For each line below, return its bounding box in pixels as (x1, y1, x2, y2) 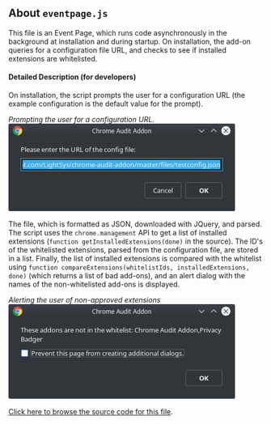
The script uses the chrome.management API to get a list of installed (8, 228, 227, 238)
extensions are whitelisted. (8, 53, 98, 63)
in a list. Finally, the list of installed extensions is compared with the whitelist (8, 254, 262, 264)
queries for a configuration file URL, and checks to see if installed (8, 45, 227, 55)
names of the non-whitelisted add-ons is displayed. (8, 279, 180, 290)
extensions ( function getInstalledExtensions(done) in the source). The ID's (8, 236, 263, 246)
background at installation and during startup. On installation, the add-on (8, 36, 251, 46)
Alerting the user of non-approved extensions (8, 295, 161, 305)
